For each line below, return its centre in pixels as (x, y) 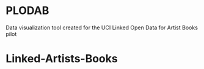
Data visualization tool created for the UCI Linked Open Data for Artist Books (102, 27)
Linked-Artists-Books (62, 59)
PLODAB (27, 11)
